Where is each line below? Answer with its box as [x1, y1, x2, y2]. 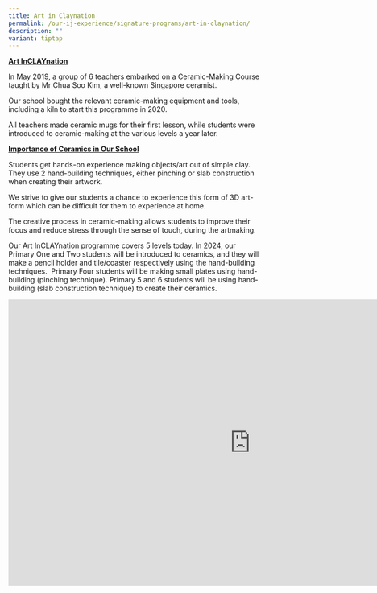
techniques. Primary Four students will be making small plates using [8, 266, 236, 276]
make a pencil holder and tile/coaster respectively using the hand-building [8, 258, 255, 268]
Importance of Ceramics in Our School [8, 144, 139, 154]
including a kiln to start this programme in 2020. [8, 105, 168, 114]
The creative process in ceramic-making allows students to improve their [8, 216, 251, 226]
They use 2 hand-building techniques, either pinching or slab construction [8, 168, 255, 178]
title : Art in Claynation [8, 11, 95, 20]
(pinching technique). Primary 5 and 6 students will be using [36, 275, 237, 285]
